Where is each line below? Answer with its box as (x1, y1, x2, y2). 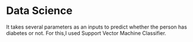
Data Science (6, 4, 73, 17)
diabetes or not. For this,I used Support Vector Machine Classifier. (6, 29, 166, 36)
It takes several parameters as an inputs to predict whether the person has (6, 23, 187, 30)
